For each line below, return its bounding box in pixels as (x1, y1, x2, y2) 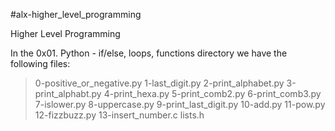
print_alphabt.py (34, 88, 102, 99)
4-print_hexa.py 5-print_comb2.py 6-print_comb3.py (103, 88, 322, 99)
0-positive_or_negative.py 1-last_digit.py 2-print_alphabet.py (34, 77, 285, 89)
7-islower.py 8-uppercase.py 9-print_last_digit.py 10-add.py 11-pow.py (34, 99, 326, 110)
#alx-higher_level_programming (10, 9, 142, 20)
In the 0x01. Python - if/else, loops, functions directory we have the (10, 47, 288, 59)
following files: (10, 58, 71, 69)
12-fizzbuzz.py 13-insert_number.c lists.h (34, 109, 205, 121)
